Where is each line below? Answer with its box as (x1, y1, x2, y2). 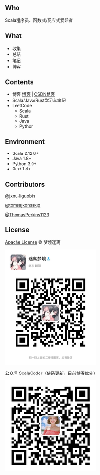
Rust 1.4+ (12, 166, 32, 172)
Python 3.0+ (12, 161, 37, 167)
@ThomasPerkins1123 (5, 212, 50, 218)
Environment (5, 137, 45, 146)
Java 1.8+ (12, 155, 32, 162)
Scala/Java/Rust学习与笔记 (12, 97, 66, 103)
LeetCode (12, 103, 32, 109)
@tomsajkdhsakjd (5, 203, 41, 208)
